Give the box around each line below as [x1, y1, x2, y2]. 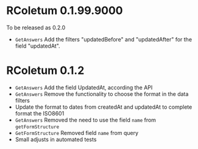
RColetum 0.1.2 [6, 64, 85, 78]
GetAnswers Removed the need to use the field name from [15, 116, 157, 123]
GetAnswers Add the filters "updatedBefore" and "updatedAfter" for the [15, 35, 193, 43]
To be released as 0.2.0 [6, 24, 66, 31]
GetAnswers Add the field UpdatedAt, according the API [15, 84, 153, 91]
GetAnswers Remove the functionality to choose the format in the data [15, 90, 189, 98]
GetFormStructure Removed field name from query [15, 129, 139, 136]
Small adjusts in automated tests [15, 136, 97, 143]
